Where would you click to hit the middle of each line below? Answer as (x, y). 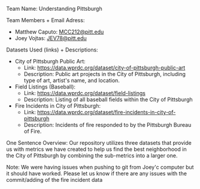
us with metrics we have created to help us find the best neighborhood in (96, 149)
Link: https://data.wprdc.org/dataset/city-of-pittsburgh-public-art (104, 68)
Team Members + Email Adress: (46, 20)
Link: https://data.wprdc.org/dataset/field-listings (84, 93)
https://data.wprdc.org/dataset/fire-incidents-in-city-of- (106, 112)
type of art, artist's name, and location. (72, 80)
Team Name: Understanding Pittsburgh (54, 9)
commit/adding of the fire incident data (54, 180)
